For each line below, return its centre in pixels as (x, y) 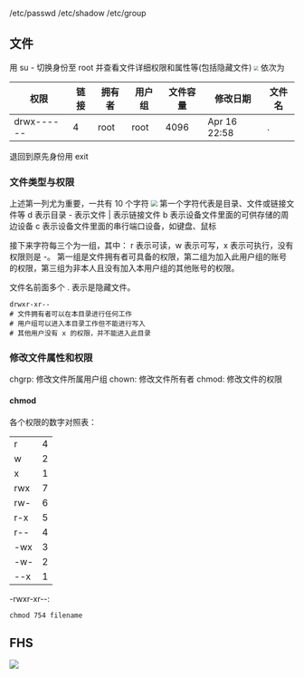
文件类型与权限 (42, 182)
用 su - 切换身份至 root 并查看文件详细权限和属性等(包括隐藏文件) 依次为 (147, 67)
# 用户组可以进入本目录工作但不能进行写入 (78, 324)
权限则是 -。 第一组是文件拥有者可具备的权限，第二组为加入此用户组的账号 (148, 257)
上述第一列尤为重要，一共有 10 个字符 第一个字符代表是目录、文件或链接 (148, 204)
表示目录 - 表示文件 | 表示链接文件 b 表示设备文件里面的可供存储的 (158, 215)
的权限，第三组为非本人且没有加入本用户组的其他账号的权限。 (124, 268)
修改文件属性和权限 (51, 358)
